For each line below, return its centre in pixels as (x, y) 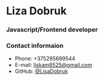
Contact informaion (35, 46)
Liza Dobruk (37, 11)
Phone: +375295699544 (45, 59)
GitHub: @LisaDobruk (41, 71)
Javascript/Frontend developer (52, 30)
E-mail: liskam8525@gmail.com (53, 65)
